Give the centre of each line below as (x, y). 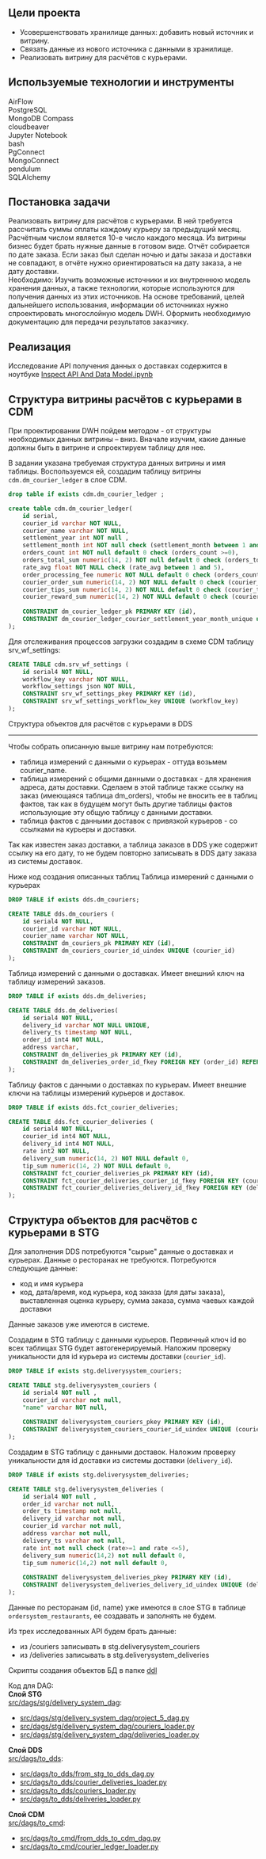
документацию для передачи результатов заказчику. (98, 322)
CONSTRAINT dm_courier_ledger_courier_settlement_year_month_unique (138, 619)
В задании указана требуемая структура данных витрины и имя (117, 463)
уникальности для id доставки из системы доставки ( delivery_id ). (121, 1460)
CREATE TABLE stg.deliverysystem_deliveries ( (86, 1489)
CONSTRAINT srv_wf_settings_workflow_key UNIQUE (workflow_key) (131, 701)
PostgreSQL (28, 109)
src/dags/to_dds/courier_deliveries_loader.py (93, 1782)
